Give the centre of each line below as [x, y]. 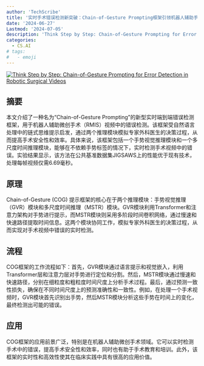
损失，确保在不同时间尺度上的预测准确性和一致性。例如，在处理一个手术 [102, 290]
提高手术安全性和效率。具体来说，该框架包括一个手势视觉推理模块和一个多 [104, 140]
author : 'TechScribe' [34, 12]
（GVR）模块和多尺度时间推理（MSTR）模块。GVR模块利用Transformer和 [99, 207]
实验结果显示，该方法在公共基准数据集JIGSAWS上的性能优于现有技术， [106, 155]
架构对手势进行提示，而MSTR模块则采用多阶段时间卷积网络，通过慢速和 [107, 215]
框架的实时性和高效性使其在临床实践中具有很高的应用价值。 [81, 357]
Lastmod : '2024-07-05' [35, 29]
